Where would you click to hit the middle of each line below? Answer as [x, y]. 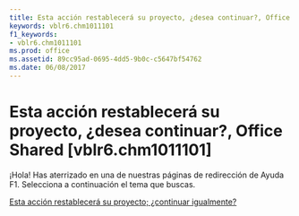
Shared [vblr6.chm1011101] [111, 150]
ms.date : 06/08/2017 [48, 68]
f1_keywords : [34, 34]
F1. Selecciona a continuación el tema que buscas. [103, 184]
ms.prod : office [39, 51]
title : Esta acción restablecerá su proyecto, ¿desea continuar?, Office [150, 17]
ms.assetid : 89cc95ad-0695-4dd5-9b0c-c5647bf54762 [106, 59]
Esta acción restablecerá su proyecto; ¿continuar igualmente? [123, 202]
